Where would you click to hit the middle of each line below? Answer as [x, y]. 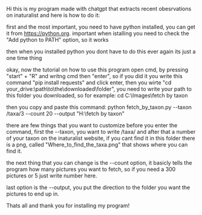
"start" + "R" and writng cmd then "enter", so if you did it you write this [94, 76]
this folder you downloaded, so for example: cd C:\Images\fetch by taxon [97, 95]
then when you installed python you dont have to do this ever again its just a [101, 51]
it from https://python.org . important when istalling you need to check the [98, 33]
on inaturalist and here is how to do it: [53, 15]
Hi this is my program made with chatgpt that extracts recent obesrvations [99, 9]
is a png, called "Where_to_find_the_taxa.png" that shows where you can [97, 144]
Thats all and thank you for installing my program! [68, 206]
